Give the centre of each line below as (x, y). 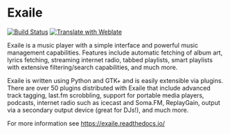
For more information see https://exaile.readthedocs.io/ (86, 123)
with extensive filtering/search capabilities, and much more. (92, 67)
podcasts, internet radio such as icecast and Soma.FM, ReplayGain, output (114, 102)
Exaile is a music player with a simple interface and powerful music (103, 45)
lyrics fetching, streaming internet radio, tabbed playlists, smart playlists (110, 59)
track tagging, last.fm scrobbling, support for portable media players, (106, 95)
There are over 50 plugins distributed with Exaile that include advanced (109, 88)
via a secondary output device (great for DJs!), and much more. (98, 110)
